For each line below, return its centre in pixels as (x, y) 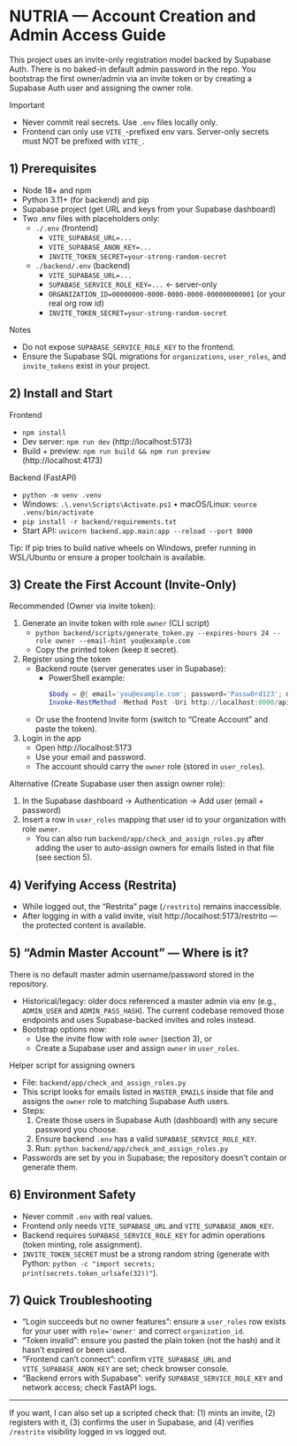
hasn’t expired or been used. (74, 1350)
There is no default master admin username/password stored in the (132, 974)
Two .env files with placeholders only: (91, 218)
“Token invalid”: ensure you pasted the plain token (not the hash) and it (151, 1341)
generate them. (49, 1167)
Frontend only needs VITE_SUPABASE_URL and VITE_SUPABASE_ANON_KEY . (148, 1226)
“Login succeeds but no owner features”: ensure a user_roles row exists (154, 1322)
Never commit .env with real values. (87, 1216)
